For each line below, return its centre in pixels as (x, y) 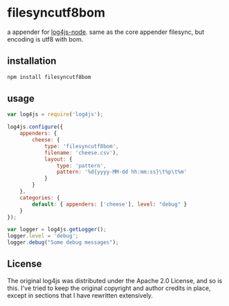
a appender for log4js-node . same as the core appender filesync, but (106, 32)
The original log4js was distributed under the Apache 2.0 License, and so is (115, 280)
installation (32, 61)
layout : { (58, 159)
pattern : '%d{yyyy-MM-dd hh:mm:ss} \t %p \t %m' (122, 172)
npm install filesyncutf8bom (49, 77)
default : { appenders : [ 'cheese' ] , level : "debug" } (110, 204)
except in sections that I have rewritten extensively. (80, 295)
